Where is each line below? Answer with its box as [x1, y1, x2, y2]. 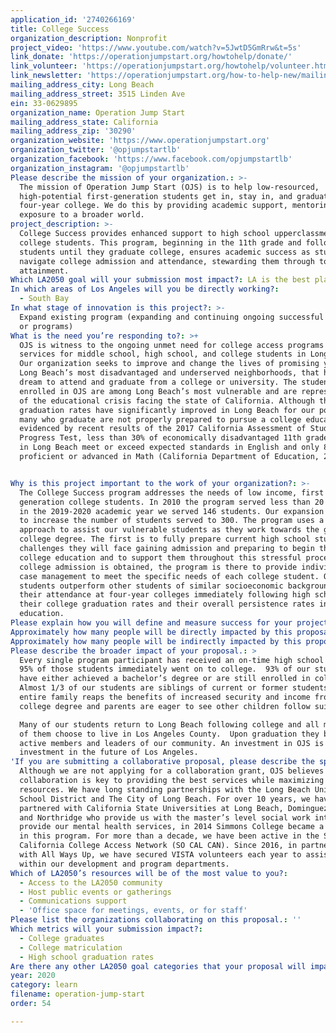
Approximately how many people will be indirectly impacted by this [10, 636, 302, 646]
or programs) [19, 321, 74, 331]
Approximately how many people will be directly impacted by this [10, 627, 293, 637]
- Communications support [19, 896, 128, 906]
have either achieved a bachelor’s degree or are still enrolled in [19, 674, 311, 684]
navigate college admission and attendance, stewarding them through [19, 256, 315, 266]
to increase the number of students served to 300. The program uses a [19, 516, 325, 526]
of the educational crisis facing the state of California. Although [19, 396, 315, 406]
